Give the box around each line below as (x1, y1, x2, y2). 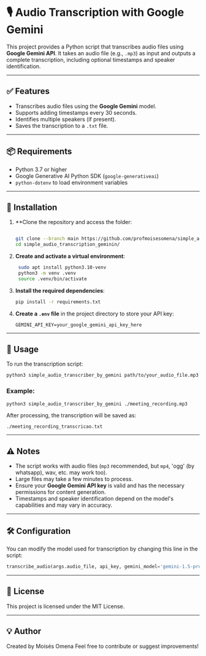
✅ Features (6, 86, 50, 96)
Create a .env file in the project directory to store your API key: (15, 310, 174, 317)
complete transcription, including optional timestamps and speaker (6, 56, 175, 63)
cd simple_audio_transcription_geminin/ (15, 241, 120, 248)
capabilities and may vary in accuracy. (15, 501, 112, 509)
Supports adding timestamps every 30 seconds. (15, 109, 137, 116)
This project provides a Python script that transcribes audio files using (6, 43, 184, 50)
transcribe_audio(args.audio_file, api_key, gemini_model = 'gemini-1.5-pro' (6, 563, 204, 570)
